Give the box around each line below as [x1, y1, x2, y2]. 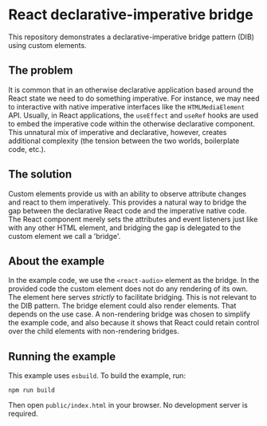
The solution [8, 168, 73, 181]
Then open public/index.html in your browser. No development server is [8, 400, 249, 410]
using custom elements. [8, 40, 87, 50]
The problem [8, 64, 73, 78]
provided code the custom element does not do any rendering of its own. [8, 284, 249, 293]
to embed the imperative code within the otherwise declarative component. [8, 118, 255, 129]
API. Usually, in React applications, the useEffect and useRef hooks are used [8, 110, 259, 120]
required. [8, 409, 38, 419]
